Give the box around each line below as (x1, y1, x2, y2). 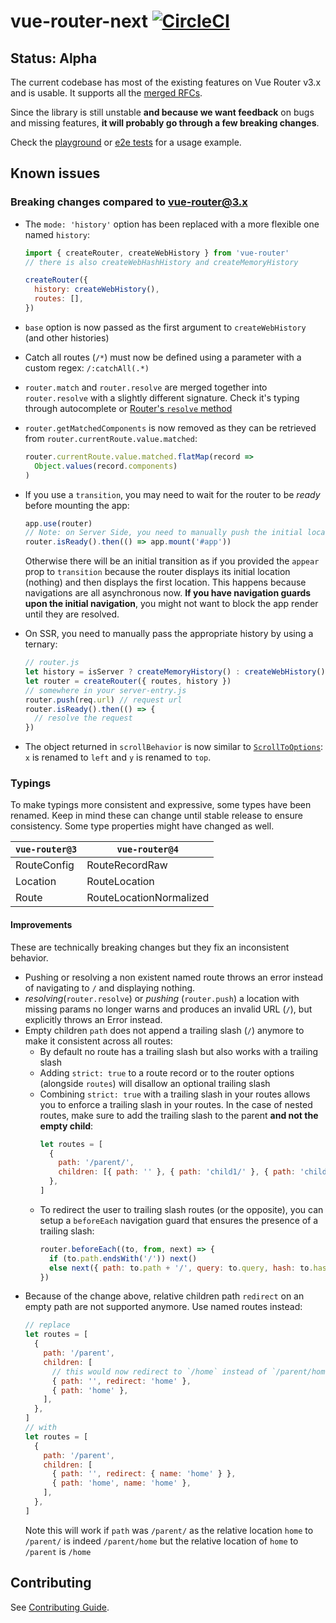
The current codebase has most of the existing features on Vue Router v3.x (10, 76, 322, 88)
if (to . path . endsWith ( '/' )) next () (48, 1253, 198, 1264)
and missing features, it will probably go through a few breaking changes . (10, 117, 320, 129)
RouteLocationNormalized (86, 891, 210, 905)
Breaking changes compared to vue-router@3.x (10, 195, 248, 209)
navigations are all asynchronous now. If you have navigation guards (24, 587, 312, 599)
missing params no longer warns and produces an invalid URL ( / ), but (24, 1003, 313, 1015)
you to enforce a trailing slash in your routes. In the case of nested (39, 1098, 313, 1110)
